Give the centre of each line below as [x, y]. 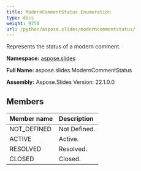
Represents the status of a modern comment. [63, 47]
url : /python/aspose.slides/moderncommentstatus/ [71, 29]
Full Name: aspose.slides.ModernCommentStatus [69, 70]
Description [76, 119]
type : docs [20, 18]
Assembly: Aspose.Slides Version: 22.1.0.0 [61, 82]
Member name [31, 119]
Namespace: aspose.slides [41, 58]
